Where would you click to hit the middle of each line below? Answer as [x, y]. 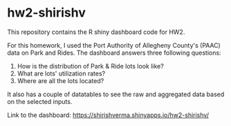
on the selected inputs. [40, 101]
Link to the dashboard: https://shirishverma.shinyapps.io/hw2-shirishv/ [108, 115]
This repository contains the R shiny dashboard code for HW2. [96, 32]
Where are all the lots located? [61, 80]
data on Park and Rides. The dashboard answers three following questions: [114, 53]
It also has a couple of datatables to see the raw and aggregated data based [116, 94]
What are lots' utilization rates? [61, 73]
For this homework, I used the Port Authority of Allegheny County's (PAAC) [114, 45]
